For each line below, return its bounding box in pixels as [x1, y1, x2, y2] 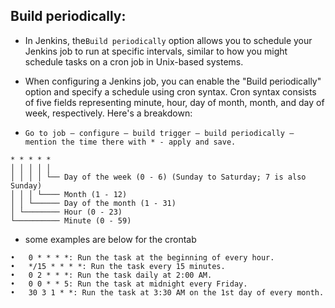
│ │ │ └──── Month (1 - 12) [10, 189, 128, 199]
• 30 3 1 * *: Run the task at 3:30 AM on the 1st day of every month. [10, 287, 325, 298]
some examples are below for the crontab [24, 233, 197, 245]
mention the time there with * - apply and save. [24, 137, 237, 147]
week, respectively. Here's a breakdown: [24, 107, 193, 119]
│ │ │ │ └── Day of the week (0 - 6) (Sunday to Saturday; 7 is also [10, 172, 307, 182]
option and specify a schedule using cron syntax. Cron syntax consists [24, 85, 317, 98]
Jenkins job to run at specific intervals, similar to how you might [24, 45, 288, 57]
